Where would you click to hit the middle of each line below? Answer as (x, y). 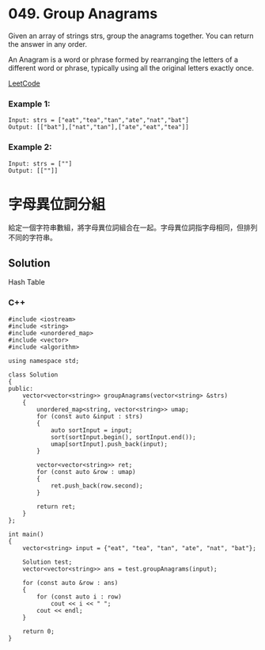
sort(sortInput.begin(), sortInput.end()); (123, 437)
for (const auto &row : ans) (70, 583)
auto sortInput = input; (91, 430)
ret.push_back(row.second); (97, 486)
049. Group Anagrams (83, 14)
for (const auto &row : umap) (86, 472)
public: (21, 388)
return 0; (39, 631)
